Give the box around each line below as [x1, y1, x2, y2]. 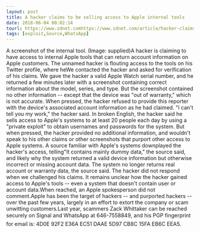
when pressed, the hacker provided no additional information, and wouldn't [6, 129, 190, 137]
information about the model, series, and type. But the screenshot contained [6, 85, 193, 92]
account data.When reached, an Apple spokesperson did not [6, 186, 156, 193]
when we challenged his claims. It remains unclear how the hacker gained [6, 174, 187, 181]
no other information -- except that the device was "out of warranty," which [6, 92, 192, 99]
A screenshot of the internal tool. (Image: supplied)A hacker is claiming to [6, 47, 186, 54]
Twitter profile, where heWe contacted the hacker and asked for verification [6, 66, 192, 73]
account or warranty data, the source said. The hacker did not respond [6, 167, 180, 174]
